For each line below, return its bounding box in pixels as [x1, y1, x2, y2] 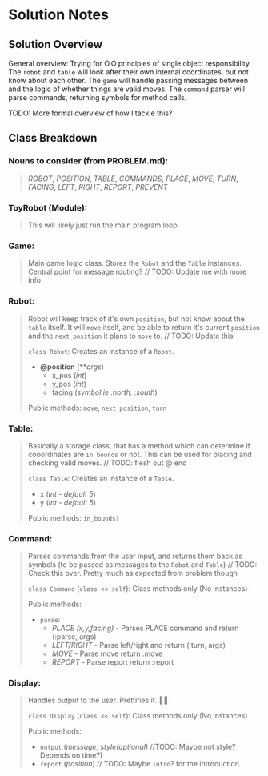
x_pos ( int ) [51, 370, 87, 380]
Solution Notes [8, 6, 110, 24]
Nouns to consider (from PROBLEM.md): [8, 155, 169, 167]
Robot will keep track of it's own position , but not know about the [27, 314, 246, 324]
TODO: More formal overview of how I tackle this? [8, 108, 173, 118]
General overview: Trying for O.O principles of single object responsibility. [8, 58, 252, 68]
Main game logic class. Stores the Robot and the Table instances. [27, 259, 242, 268]
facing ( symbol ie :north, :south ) [51, 387, 158, 397]
